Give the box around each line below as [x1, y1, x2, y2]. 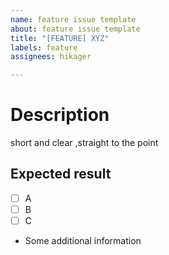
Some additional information [24, 235, 142, 247]
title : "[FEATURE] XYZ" [10, 33, 110, 43]
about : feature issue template [10, 24, 141, 34]
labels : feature [10, 42, 78, 53]
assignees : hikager [10, 52, 92, 62]
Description [10, 104, 110, 126]
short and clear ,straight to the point [10, 137, 159, 149]
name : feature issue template [10, 14, 137, 25]
